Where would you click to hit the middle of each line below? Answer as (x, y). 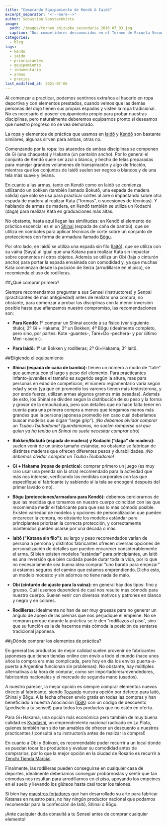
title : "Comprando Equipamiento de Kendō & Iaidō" (59, 10)
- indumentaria (25, 70)
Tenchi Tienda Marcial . (29, 758)
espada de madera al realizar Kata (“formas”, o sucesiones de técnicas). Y (81, 201)
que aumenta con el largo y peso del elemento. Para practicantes (79, 373)
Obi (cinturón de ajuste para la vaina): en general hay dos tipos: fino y (85, 584)
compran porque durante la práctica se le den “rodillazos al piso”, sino (84, 620)
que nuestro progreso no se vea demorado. (50, 124)
